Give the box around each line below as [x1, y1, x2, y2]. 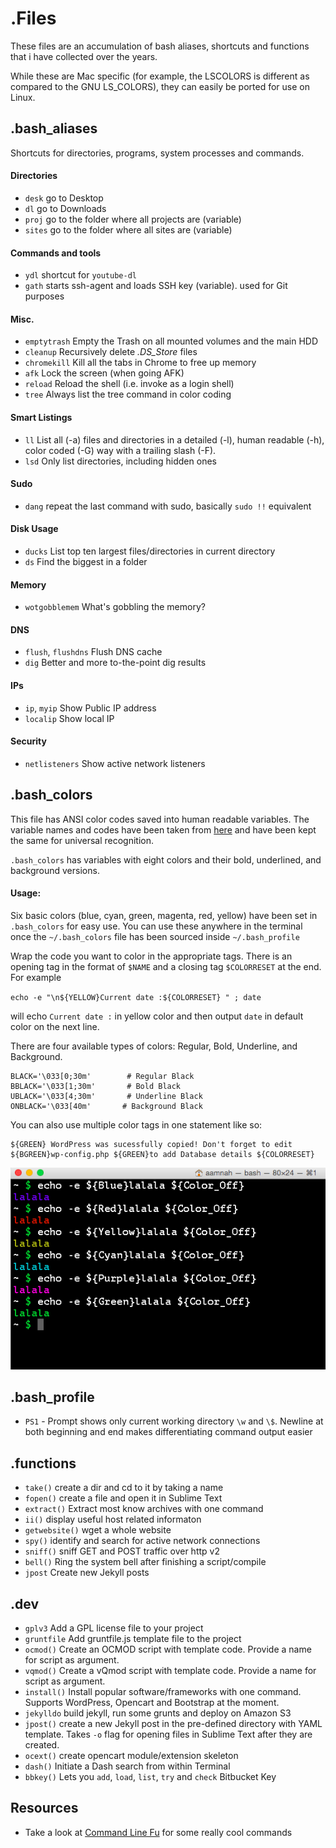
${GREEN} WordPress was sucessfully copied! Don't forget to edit [10, 1139, 293, 1149]
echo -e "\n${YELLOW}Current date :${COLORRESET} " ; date [10, 992, 262, 1002]
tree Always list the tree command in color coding [24, 388, 232, 401]
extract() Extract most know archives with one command [24, 1503, 264, 1515]
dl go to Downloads [24, 202, 107, 214]
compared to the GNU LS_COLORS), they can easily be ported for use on [10, 80, 310, 92]
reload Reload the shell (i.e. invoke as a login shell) [24, 378, 235, 390]
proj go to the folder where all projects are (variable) [24, 213, 242, 225]
